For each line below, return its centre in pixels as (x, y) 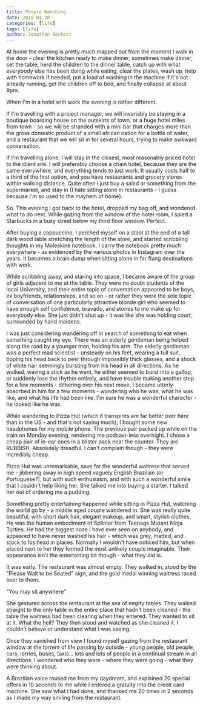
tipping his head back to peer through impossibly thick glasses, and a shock (101, 359)
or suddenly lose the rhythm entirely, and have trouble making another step (100, 379)
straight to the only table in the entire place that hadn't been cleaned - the (98, 610)
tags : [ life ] (23, 29)
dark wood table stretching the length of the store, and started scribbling (97, 239)
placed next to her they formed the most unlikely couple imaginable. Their (98, 549)
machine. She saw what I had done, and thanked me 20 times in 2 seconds (100, 691)
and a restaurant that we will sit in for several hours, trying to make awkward (101, 139)
